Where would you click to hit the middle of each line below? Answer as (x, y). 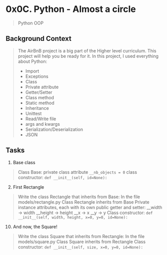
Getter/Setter (39, 92)
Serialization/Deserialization (54, 129)
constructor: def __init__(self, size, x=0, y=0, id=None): (80, 247)
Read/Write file (41, 119)
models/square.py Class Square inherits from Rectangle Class (82, 242)
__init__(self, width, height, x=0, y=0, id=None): (73, 217)
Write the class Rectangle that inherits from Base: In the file (79, 197)
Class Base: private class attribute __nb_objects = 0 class (77, 172)
